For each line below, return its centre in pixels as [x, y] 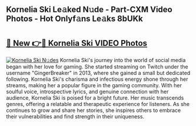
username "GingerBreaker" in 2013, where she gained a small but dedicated [98, 73]
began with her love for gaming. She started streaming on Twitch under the [97, 67]
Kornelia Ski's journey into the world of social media [123, 60]
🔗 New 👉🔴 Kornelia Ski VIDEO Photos [77, 43]
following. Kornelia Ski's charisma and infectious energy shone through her [97, 79]
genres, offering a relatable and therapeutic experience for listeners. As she [98, 104]
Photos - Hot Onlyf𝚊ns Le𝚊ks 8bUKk [74, 19]
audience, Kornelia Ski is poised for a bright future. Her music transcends [95, 98]
